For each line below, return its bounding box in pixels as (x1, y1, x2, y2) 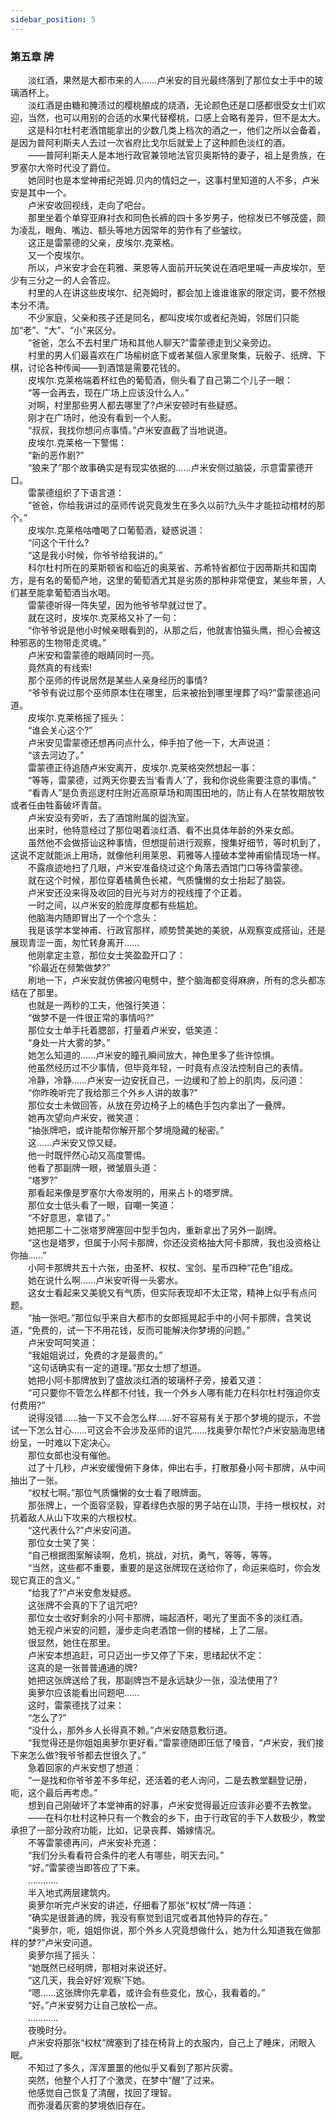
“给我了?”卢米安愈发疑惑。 (27, 1586, 137, 1598)
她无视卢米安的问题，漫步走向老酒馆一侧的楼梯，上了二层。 (27, 1624, 273, 1636)
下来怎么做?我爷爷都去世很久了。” (10, 1749, 147, 1761)
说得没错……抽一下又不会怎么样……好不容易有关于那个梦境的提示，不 (27, 1411, 313, 1423)
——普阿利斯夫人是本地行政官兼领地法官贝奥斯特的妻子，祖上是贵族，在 (27, 149, 326, 161)
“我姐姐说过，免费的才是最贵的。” (27, 1349, 163, 1361)
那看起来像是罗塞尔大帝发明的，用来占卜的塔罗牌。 (27, 1186, 238, 1198)
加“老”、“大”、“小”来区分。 (10, 324, 122, 336)
